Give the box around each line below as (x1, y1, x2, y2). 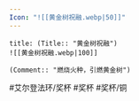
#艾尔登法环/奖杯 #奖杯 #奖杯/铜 (9, 82, 127, 93)
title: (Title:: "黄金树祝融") (9, 39, 118, 48)
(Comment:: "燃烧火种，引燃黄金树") (9, 66, 131, 74)
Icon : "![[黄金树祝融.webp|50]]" (9, 12, 126, 22)
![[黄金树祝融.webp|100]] (9, 48, 98, 58)
